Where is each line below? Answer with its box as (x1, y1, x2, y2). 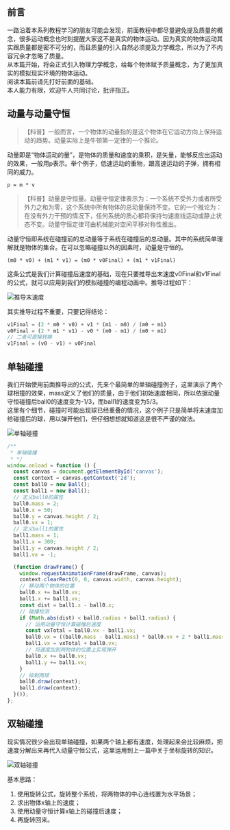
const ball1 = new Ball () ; (13, 487, 90, 495)
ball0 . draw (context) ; (19, 678, 81, 685)
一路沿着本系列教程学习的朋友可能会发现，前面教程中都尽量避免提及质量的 (7, 26, 217, 34)
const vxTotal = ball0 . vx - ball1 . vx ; (25, 627, 136, 634)
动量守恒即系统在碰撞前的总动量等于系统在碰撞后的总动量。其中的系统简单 (7, 234, 217, 243)
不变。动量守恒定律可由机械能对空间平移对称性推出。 (29, 220, 180, 228)
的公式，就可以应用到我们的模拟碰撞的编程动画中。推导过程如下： (7, 278, 193, 286)
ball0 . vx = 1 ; (13, 520, 53, 526)
